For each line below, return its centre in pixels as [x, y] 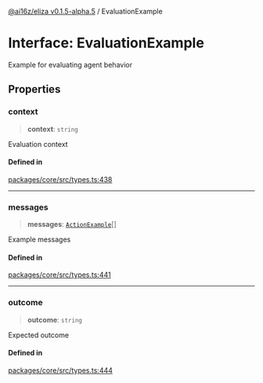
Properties [34, 89]
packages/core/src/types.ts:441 [59, 275]
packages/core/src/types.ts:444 [61, 370]
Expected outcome [38, 335]
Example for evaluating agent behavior [70, 64]
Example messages [40, 239]
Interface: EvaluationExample [106, 43]
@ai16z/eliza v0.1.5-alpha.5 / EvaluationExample [85, 11]
